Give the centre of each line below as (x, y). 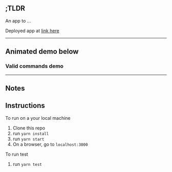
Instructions (25, 106)
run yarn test (27, 164)
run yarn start (28, 139)
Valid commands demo (35, 66)
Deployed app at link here (33, 31)
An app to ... (18, 20)
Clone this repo (29, 128)
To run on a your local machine (38, 118)
